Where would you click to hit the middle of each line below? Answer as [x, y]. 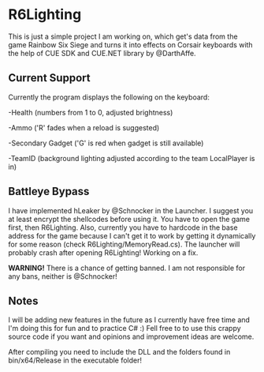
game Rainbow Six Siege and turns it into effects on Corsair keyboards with [131, 44]
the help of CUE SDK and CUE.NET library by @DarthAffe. [102, 53]
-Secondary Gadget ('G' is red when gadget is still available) [106, 143]
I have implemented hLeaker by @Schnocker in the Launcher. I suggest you [131, 210]
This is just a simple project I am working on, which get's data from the [123, 36]
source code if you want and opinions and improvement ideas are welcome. [131, 336]
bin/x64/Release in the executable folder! [75, 360]
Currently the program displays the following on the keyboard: [109, 97]
